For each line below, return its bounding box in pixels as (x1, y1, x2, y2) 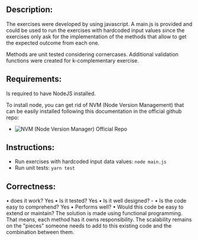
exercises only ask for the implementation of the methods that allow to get (6, 33, 187, 40)
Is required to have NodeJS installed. (6, 90, 96, 97)
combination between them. (6, 229, 74, 236)
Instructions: (6, 142, 55, 153)
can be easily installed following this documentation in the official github (6, 108, 182, 115)
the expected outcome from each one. (6, 39, 100, 46)
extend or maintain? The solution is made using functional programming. (6, 210, 183, 217)
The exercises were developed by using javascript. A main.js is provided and (6, 20, 193, 27)
